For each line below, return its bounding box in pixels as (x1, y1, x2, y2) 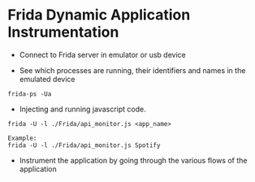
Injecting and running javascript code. (19, 104, 147, 114)
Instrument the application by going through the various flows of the (19, 155, 248, 165)
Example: (7, 134, 37, 142)
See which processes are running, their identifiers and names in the (19, 65, 246, 75)
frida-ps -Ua (7, 89, 52, 98)
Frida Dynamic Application (7, 6, 191, 24)
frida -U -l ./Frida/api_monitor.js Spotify (7, 141, 161, 149)
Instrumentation (7, 23, 119, 41)
